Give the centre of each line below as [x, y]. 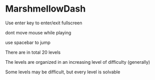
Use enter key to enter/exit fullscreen [44, 23]
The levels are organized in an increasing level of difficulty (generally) [78, 62]
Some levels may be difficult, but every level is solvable [63, 72]
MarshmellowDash [45, 9]
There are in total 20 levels [33, 52]
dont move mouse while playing [38, 32]
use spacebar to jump [28, 42]
